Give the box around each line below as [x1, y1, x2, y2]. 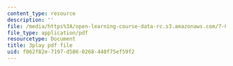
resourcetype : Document [7, 36, 76, 43]
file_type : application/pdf [7, 29, 89, 36]
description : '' [7, 16, 54, 23]
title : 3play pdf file [7, 42, 73, 49]
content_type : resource [7, 10, 76, 17]
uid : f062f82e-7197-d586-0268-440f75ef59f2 [7, 49, 135, 56]
